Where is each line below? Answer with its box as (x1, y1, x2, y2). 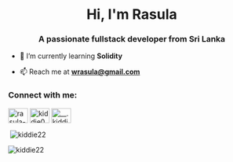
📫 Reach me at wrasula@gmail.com (19, 67, 140, 76)
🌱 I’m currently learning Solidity (19, 51, 123, 61)
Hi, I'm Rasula (86, 6, 178, 24)
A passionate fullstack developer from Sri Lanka (38, 34, 226, 45)
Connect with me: (8, 90, 78, 101)
